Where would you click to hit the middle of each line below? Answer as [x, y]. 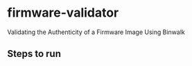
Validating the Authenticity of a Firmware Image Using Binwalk [96, 32]
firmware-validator [63, 13]
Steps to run [34, 54]
